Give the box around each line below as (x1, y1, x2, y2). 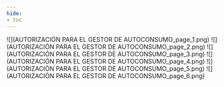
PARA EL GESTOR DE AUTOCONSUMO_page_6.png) (55, 71, 205, 79)
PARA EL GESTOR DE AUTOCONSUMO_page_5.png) (55, 64, 205, 73)
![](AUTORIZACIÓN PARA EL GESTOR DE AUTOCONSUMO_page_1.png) (6, 35, 210, 43)
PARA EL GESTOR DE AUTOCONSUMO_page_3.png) (55, 49, 205, 58)
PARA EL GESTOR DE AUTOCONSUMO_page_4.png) (55, 57, 205, 65)
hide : (6, 10, 22, 17)
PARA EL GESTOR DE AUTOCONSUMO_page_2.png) (55, 42, 205, 51)
